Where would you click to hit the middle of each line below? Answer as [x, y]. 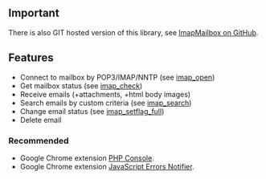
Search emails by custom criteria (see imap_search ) [106, 103]
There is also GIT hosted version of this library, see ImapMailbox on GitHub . [133, 32]
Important [34, 13]
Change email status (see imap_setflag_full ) [92, 111]
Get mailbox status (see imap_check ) [81, 85]
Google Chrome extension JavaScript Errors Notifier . [107, 166]
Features [31, 58]
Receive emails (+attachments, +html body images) [105, 94]
